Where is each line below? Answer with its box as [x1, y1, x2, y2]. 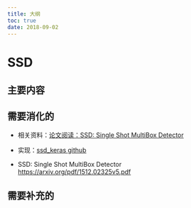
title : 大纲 [7, 10, 40, 18]
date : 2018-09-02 [7, 23, 59, 31]
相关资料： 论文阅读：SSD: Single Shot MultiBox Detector [17, 131, 185, 139]
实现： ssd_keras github [17, 146, 87, 154]
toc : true [7, 17, 37, 24]
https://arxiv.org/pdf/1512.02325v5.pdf [17, 168, 131, 176]
